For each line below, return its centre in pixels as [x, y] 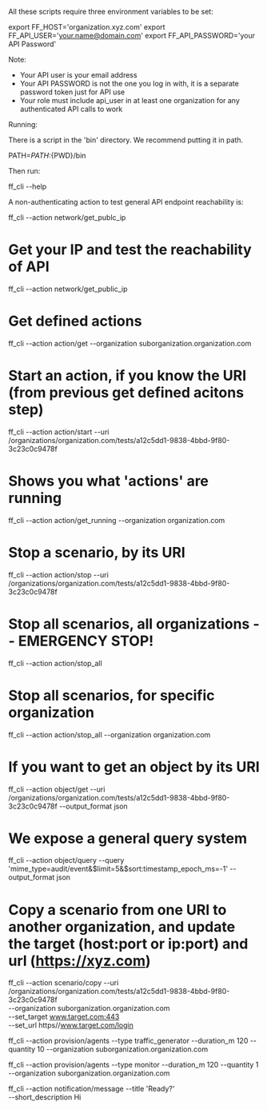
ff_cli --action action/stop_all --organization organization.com [110, 734]
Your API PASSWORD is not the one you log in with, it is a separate [130, 84]
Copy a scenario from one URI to [118, 910]
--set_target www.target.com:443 [64, 1017]
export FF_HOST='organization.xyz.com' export [87, 27]
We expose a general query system [128, 838]
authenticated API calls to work [71, 109]
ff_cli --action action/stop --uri [59, 574]
